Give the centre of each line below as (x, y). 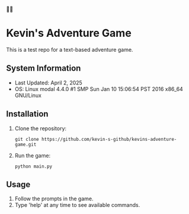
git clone (27, 139)
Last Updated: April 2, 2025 (49, 83)
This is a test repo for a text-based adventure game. (70, 49)
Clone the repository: (41, 128)
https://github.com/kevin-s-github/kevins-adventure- (109, 139)
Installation (27, 114)
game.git (25, 144)
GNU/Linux (28, 95)
